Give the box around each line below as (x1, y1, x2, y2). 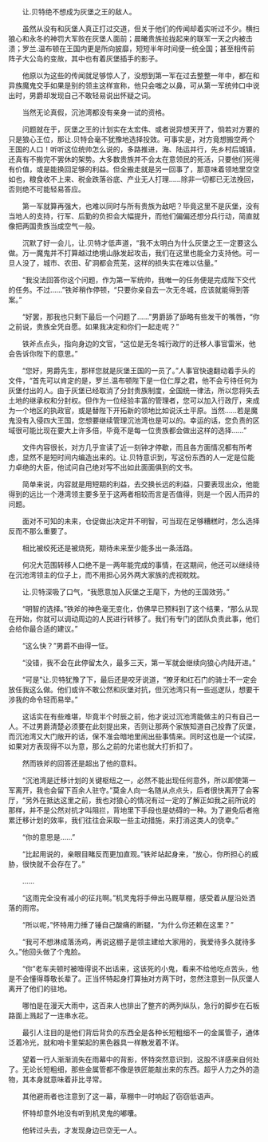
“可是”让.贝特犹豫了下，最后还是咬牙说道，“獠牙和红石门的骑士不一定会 (22, 675, 258, 684)
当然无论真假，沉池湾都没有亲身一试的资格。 (22, 108, 169, 117)
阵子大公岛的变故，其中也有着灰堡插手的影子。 (8, 54, 162, 63)
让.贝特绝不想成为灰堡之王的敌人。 (22, 7, 137, 16)
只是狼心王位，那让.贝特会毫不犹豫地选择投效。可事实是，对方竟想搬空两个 (8, 135, 255, 144)
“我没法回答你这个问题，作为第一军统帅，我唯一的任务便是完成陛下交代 (22, 275, 257, 285)
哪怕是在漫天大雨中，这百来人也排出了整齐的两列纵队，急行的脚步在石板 (22, 1001, 260, 1010)
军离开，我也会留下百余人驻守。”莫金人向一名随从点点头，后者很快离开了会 (8, 786, 253, 795)
